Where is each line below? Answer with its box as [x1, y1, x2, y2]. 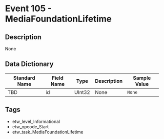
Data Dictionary [5, 60, 54, 69]
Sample [133, 74, 151, 81]
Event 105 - [5, 3, 52, 14]
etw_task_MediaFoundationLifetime [12, 129, 84, 135]
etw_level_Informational [12, 118, 60, 124]
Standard [13, 74, 36, 81]
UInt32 [74, 89, 90, 95]
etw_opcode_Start [12, 123, 49, 130]
